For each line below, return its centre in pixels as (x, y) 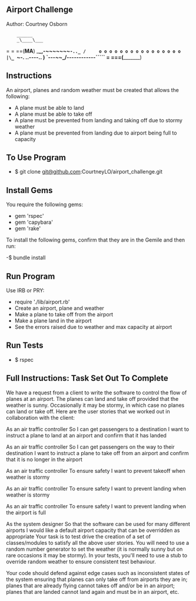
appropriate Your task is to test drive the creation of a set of (79, 536)
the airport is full (26, 512)
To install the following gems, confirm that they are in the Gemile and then (96, 240)
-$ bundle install (26, 258)
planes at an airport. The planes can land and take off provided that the (92, 399)
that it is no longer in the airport (44, 459)
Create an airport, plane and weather (59, 308)
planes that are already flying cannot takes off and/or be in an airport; (91, 585)
